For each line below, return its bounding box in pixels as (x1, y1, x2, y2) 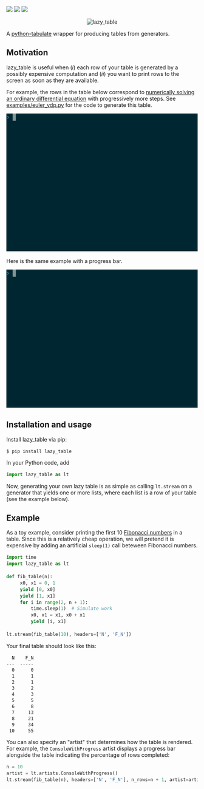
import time (6, 555, 36, 561)
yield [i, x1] (30, 618, 67, 625)
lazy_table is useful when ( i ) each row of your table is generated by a (6, 64, 178, 71)
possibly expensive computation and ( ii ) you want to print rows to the (6, 70, 180, 77)
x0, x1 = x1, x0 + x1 (30, 612, 86, 618)
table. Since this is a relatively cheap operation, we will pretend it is (6, 535, 174, 543)
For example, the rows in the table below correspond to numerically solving (6, 88, 195, 95)
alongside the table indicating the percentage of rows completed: (6, 751, 170, 759)
